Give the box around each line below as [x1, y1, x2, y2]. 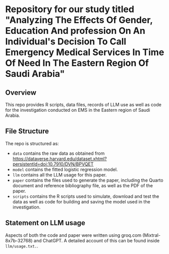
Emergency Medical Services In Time [5, 47, 164, 58]
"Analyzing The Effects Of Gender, [5, 14, 153, 26]
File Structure [5, 127, 49, 136]
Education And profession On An [5, 25, 145, 36]
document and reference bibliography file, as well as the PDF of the [12, 182, 153, 188]
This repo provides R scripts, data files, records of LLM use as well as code [5, 102, 161, 107]
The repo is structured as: [5, 140, 59, 146]
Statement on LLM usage [5, 219, 86, 227]
